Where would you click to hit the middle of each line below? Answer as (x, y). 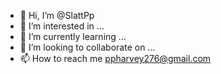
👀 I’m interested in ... (62, 26)
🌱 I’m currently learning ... (73, 36)
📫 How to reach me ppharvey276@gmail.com (115, 58)
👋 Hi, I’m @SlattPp (57, 15)
